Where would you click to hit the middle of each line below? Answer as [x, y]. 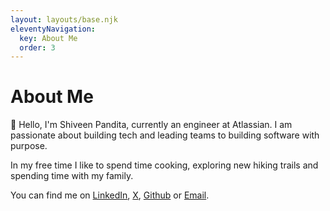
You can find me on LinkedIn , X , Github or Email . [110, 195]
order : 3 [37, 47]
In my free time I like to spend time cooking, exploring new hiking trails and [164, 165]
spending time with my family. [72, 176]
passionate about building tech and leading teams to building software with [165, 135]
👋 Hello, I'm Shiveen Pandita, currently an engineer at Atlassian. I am [151, 125]
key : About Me [48, 38]
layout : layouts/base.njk [64, 19]
